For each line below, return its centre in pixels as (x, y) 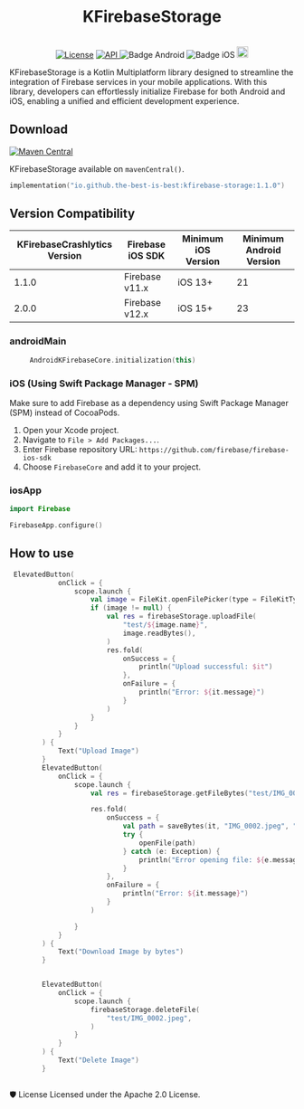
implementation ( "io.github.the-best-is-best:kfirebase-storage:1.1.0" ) (147, 185)
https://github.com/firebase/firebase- (214, 450)
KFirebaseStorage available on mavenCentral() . (97, 168)
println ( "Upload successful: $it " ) (206, 667)
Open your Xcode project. (71, 430)
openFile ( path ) (167, 843)
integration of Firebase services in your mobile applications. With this (138, 81)
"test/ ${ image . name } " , (165, 625)
